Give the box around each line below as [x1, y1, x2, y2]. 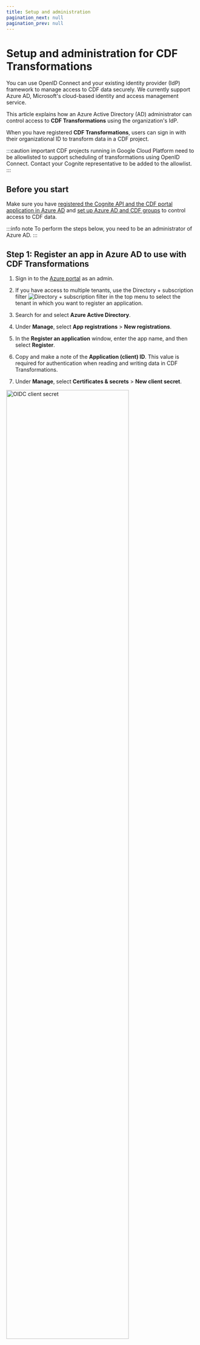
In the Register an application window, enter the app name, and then [15, 335, 188, 342]
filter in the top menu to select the [15, 293, 181, 300]
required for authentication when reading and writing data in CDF [15, 360, 178, 367]
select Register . [15, 341, 56, 349]
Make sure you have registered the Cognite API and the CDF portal [6, 200, 173, 207]
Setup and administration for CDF [6, 46, 178, 60]
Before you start [6, 184, 69, 195]
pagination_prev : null [6, 20, 64, 26]
